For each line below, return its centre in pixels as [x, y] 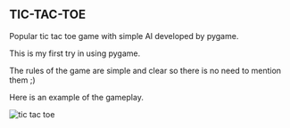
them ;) [22, 80]
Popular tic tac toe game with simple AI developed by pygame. [124, 36]
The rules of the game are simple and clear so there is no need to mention [145, 70]
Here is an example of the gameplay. [77, 97]
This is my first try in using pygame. [75, 53]
